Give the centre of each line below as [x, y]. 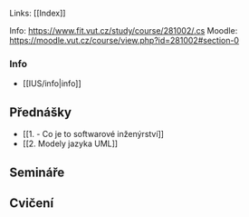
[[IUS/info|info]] [52, 84]
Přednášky [41, 112]
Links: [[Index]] [38, 13]
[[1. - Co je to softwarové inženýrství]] [93, 134]
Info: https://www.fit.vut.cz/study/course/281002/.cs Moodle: [124, 30]
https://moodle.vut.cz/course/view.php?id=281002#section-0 [124, 40]
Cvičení [32, 203]
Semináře [37, 172]
